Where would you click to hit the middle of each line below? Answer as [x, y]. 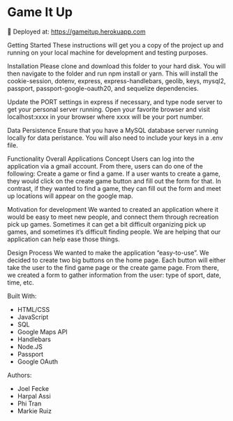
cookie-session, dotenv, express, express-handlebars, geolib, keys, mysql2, [116, 80]
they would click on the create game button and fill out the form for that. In [114, 181]
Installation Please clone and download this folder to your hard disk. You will [116, 66]
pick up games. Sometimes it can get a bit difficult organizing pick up [107, 224]
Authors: [20, 375]
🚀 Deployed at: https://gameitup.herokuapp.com [76, 31]
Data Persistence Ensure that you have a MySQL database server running [113, 130]
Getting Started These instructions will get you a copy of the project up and [115, 45]
